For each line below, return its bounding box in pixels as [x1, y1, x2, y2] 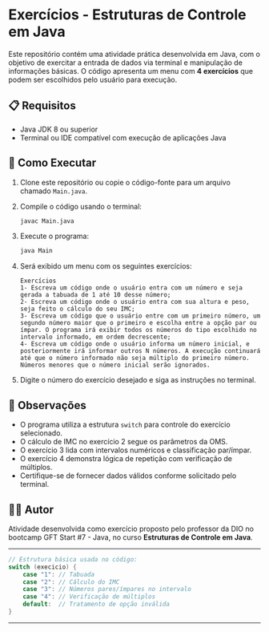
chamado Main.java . [19, 186, 88, 196]
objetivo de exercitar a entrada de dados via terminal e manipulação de [8, 58, 243, 67]
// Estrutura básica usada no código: [8, 555, 138, 563]
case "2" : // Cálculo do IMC [22, 577, 120, 586]
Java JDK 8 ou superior [19, 124, 98, 134]
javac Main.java [19, 217, 74, 225]
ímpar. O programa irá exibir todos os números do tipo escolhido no [19, 326, 258, 334]
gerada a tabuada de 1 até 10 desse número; [19, 291, 171, 299]
